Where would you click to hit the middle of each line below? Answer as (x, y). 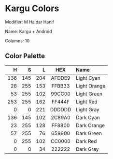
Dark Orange (90, 125)
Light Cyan (88, 78)
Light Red (86, 102)
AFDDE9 (61, 78)
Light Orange (91, 86)
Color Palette (25, 56)
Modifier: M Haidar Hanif (29, 22)
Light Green (89, 94)
